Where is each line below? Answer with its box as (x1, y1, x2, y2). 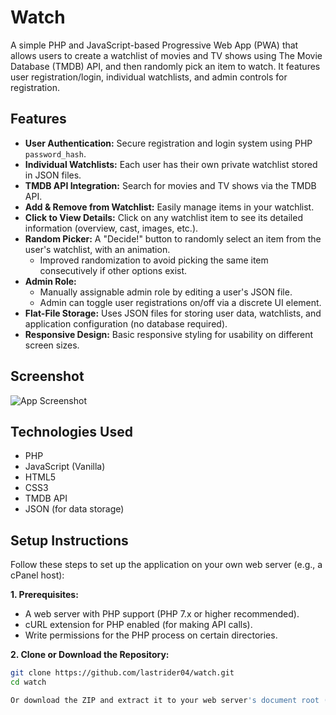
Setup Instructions (10, 532, 129, 549)
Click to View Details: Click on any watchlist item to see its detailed (24, 211, 303, 223)
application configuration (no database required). (24, 317, 228, 330)
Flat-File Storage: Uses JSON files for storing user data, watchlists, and (24, 307, 322, 319)
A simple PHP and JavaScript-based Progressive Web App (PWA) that (10, 39, 299, 51)
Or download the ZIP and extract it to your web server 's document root (10, 695, 320, 705)
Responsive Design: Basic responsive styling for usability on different (24, 328, 314, 340)
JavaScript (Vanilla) (24, 461, 106, 473)
